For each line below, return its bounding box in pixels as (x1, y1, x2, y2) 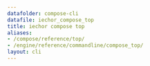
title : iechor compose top (7, 23, 85, 30)
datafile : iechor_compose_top (7, 16, 95, 23)
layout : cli (7, 49, 41, 56)
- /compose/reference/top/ (7, 36, 85, 43)
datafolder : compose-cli (7, 10, 79, 17)
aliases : (7, 29, 32, 36)
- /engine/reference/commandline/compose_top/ (7, 42, 144, 49)
